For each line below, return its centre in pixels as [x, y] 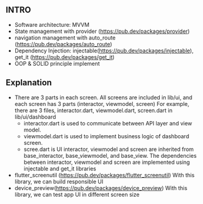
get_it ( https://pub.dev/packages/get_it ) [65, 57]
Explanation [29, 83]
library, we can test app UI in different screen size [77, 194]
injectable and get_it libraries [60, 168]
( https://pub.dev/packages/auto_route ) [63, 44]
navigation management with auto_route [65, 37]
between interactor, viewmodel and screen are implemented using [107, 162]
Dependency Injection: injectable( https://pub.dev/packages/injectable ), [104, 51]
